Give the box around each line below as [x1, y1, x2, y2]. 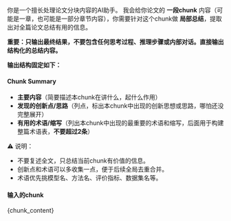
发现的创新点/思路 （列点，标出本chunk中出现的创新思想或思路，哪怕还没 [16, 102, 224, 110]
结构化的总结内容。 [7, 47, 62, 54]
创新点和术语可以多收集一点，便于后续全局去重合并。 [16, 165, 168, 174]
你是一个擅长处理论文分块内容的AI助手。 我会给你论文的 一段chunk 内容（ [7, 6, 217, 14]
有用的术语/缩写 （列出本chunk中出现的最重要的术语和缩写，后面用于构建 [16, 119, 224, 127]
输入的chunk [7, 191, 44, 199]
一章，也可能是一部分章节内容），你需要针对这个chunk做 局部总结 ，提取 [19, 14, 222, 23]
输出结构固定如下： [7, 61, 62, 69]
